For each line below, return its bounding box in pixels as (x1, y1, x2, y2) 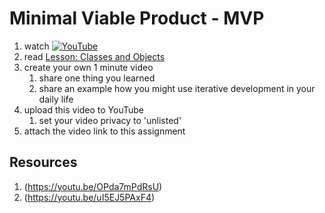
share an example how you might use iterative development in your (38, 82, 316, 94)
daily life (38, 93, 74, 105)
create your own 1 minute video (23, 61, 154, 73)
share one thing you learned (38, 72, 156, 84)
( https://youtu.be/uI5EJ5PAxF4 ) (23, 191, 156, 203)
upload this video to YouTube (23, 103, 145, 116)
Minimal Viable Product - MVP (9, 7, 265, 30)
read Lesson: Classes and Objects (23, 50, 166, 62)
